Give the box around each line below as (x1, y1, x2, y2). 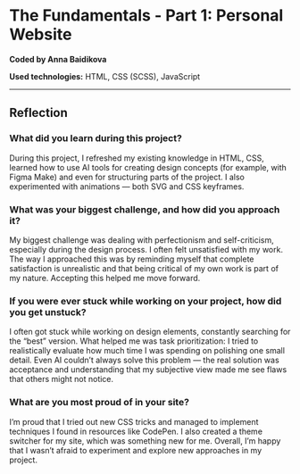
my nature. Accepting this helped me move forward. (9, 272, 201, 283)
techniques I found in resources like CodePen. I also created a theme (9, 426, 263, 437)
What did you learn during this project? (9, 132, 183, 145)
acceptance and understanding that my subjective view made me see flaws (9, 364, 287, 375)
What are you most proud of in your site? (9, 396, 190, 409)
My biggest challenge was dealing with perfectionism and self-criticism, (9, 234, 274, 245)
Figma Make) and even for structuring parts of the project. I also (9, 171, 246, 182)
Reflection (9, 105, 69, 121)
